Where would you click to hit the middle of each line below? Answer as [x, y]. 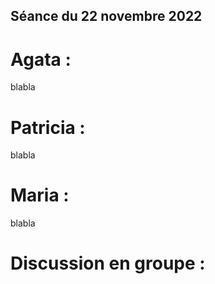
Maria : [40, 195]
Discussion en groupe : [108, 263]
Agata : [41, 59]
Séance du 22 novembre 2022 [106, 16]
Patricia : [48, 127]
